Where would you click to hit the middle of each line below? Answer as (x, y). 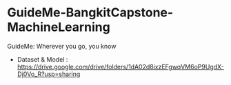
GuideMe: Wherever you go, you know (62, 46)
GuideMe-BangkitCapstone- (90, 13)
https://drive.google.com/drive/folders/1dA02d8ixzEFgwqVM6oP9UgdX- (120, 66)
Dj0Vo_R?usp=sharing (49, 74)
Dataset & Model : (42, 59)
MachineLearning (59, 27)
